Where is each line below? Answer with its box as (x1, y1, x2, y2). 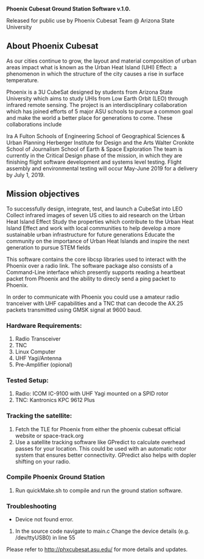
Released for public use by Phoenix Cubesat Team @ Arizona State (6, 17, 175, 24)
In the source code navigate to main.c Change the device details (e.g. (15, 527, 190, 535)
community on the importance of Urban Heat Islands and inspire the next (6, 237, 190, 245)
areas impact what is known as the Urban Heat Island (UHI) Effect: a (6, 63, 177, 71)
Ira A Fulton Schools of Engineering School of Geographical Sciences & (6, 132, 185, 139)
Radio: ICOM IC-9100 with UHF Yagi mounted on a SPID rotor (15, 390, 169, 397)
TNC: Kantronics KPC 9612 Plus (15, 397, 96, 404)
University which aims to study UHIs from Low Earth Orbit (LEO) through (6, 94, 188, 102)
